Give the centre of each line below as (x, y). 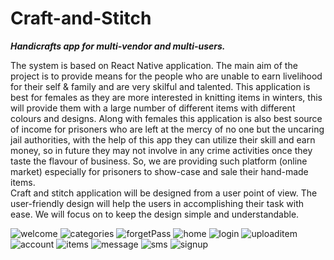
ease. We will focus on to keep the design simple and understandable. (155, 214)
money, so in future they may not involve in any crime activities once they (161, 150)
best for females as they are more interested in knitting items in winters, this (166, 97)
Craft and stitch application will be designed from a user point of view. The (164, 193)
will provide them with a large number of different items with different (153, 108)
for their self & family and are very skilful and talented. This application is (160, 86)
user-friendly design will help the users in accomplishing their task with (157, 203)
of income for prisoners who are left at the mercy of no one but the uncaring (167, 129)
